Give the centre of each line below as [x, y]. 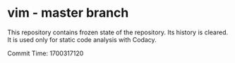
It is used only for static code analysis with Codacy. [82, 39]
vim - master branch [68, 13]
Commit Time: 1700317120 [46, 53]
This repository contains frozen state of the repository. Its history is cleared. [117, 32]
